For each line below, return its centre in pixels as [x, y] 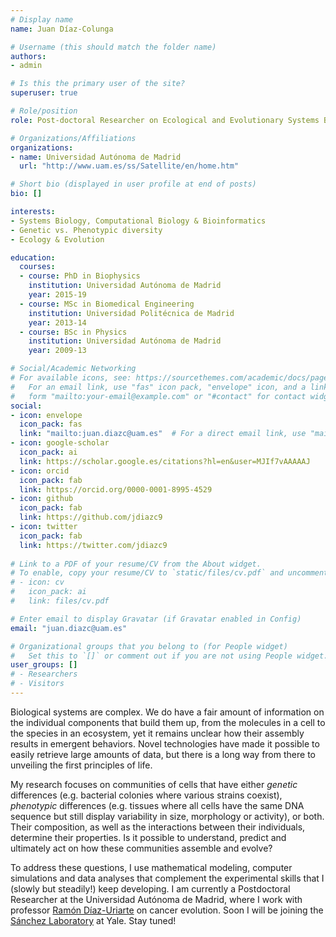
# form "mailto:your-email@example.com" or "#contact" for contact [158, 396]
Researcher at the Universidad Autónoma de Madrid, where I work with [156, 899]
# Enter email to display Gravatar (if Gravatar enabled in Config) [156, 619]
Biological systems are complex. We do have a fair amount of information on [167, 712]
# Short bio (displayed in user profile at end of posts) [133, 184]
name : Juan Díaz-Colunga [62, 29]
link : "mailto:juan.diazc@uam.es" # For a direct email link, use [163, 434]
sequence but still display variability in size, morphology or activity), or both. [167, 816]
